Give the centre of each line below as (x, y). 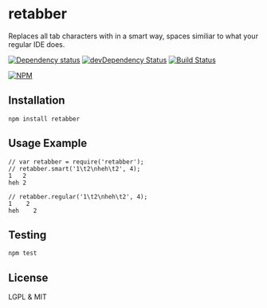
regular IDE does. (37, 44)
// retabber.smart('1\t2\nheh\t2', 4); (75, 168)
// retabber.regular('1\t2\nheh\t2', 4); (78, 196)
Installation (37, 101)
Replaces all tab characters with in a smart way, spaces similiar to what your (133, 36)
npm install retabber (44, 119)
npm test (23, 253)
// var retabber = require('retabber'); (77, 162)
